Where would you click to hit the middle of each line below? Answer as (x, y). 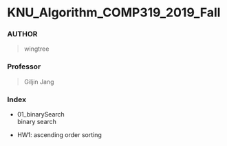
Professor (24, 66)
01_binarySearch (41, 114)
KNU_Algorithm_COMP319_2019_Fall (114, 13)
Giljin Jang (39, 82)
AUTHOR (22, 34)
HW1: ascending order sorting (59, 135)
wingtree (36, 49)
